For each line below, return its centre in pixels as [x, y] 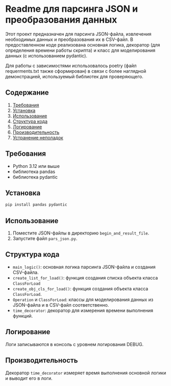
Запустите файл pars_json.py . [45, 239]
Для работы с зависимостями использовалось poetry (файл [71, 66]
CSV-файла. [26, 272]
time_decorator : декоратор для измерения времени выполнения [83, 310]
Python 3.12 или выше [36, 166]
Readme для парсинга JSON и [72, 9]
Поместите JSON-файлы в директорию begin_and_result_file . [81, 233]
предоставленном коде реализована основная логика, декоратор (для [83, 45]
